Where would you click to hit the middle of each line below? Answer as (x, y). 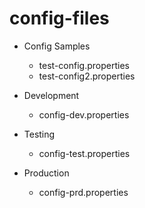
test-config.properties (84, 65)
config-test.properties (84, 153)
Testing (39, 134)
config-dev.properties (84, 114)
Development (51, 95)
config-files (59, 18)
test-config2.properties (87, 76)
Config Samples (57, 46)
